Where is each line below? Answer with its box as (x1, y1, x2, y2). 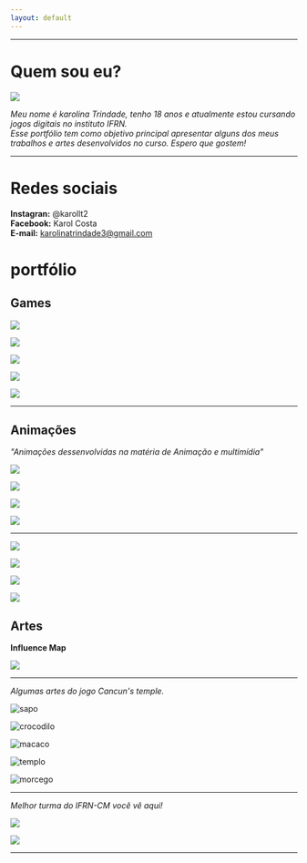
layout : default (10, 13, 72, 23)
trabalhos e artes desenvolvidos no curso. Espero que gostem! (10, 138, 247, 149)
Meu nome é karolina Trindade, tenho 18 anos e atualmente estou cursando (10, 108, 296, 119)
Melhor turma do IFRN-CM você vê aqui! (10, 800, 163, 811)
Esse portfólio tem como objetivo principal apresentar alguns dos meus (10, 128, 279, 139)
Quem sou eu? (10, 61, 122, 82)
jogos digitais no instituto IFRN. (10, 118, 128, 128)
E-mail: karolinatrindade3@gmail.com (10, 227, 153, 238)
